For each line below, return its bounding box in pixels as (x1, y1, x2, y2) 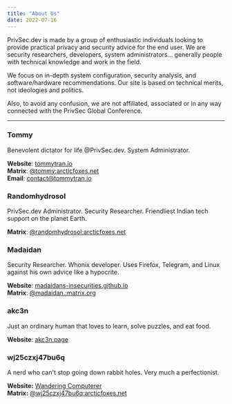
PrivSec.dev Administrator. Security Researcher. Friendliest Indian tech (7, 207, 209, 215)
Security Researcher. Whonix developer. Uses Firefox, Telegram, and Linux (7, 261, 220, 269)
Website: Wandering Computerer (7, 381, 102, 389)
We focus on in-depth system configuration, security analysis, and (7, 71, 197, 80)
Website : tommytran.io (7, 159, 72, 167)
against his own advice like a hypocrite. (7, 268, 119, 277)
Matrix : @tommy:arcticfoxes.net (7, 167, 99, 175)
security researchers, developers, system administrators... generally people (7, 50, 222, 59)
